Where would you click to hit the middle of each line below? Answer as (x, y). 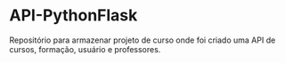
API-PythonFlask (73, 16)
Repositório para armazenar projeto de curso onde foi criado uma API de (142, 40)
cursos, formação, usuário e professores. (85, 49)
